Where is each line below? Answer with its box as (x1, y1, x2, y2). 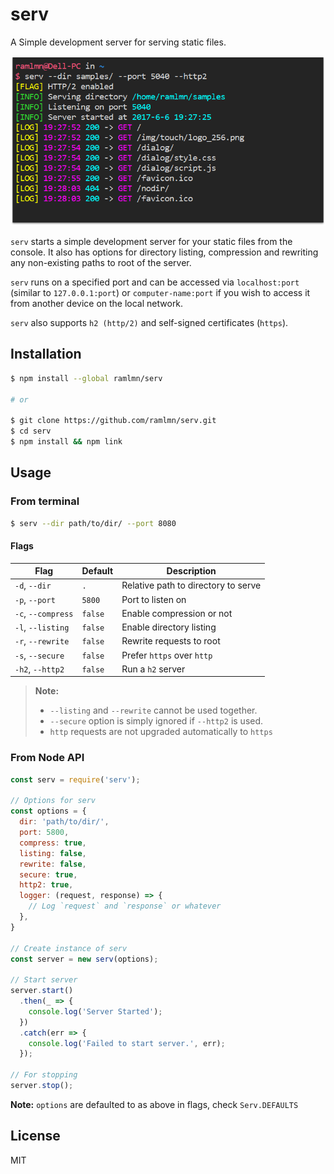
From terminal (10, 494, 80, 508)
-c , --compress (14, 607, 74, 619)
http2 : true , (19, 880, 74, 890)
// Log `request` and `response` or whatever (28, 901, 222, 912)
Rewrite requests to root (121, 635, 221, 647)
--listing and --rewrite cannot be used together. (49, 704, 258, 717)
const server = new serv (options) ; (10, 954, 159, 964)
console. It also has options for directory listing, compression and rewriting (10, 246, 319, 258)
